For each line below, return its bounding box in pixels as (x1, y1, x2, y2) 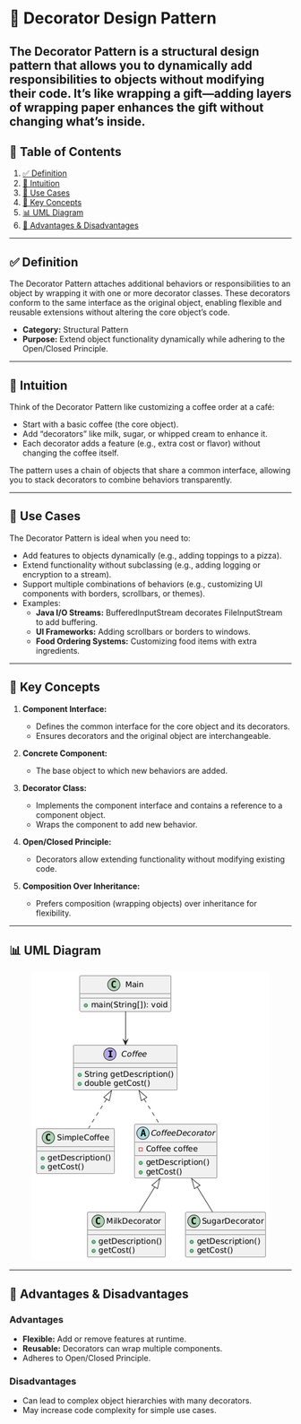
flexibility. (35, 907, 72, 918)
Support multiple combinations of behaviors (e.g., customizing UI (21, 578, 262, 589)
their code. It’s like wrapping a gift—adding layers (9, 85, 292, 101)
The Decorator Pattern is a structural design (9, 44, 260, 59)
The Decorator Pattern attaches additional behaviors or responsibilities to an (9, 278, 291, 290)
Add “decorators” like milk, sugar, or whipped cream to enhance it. (21, 429, 269, 439)
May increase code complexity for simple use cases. (21, 1405, 217, 1416)
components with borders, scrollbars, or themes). (21, 587, 206, 599)
